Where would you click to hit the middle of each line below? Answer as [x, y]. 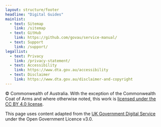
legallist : [16, 51]
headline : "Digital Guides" [34, 14]
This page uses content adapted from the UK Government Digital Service [80, 114]
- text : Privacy [26, 56]
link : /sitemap [30, 28]
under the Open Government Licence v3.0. [49, 119]
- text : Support [26, 42]
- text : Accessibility [33, 65]
